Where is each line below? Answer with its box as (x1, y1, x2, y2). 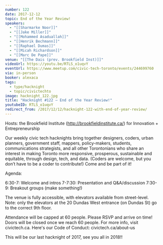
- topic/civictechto (9, 89, 51, 94)
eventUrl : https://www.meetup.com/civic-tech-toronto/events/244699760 (5, 66, 154, 71)
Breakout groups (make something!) (10, 185, 82, 191)
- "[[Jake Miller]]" (9, 30, 51, 35)
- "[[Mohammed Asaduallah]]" (9, 35, 69, 40)
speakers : (5, 20, 25, 26)
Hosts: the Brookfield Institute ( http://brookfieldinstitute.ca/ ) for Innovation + (5, 120, 159, 126)
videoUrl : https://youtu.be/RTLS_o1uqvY (5, 61, 89, 66)
